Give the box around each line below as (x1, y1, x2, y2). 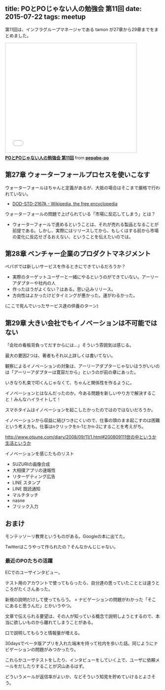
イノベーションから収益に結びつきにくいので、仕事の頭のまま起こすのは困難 (5, 418, 160, 423)
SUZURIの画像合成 (12, 461, 50, 467)
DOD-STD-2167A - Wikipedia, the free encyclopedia (12, 200, 118, 206)
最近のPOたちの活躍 (5, 557, 53, 564)
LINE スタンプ (12, 480, 40, 486)
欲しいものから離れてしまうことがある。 (13, 619, 96, 625)
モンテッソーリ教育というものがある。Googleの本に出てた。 (5, 534, 128, 539)
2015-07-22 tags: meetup (5, 13, 86, 21)
